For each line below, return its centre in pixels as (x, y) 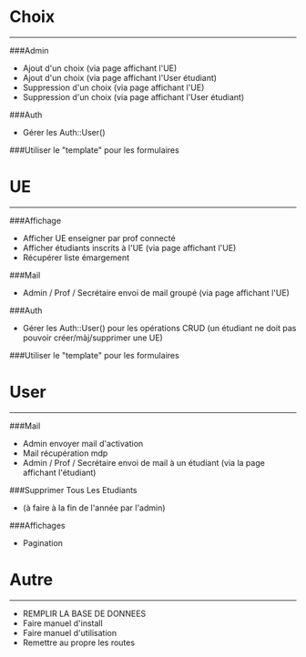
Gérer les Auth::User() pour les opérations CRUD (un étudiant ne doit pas (159, 328)
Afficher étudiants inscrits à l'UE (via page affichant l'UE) (129, 248)
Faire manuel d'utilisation (69, 632)
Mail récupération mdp (65, 453)
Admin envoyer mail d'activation (83, 443)
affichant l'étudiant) (59, 472)
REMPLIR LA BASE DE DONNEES (84, 613)
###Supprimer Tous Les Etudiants (73, 490)
